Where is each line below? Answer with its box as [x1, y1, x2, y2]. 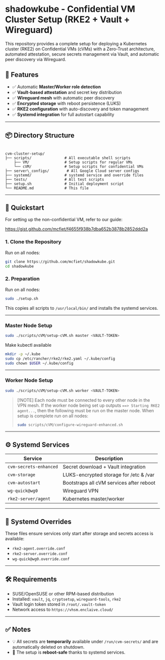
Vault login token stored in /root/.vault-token [12, 601, 106, 607]
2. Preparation [5, 275, 40, 282]
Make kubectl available [5, 342, 52, 348]
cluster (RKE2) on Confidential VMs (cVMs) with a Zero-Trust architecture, [5, 46, 155, 52]
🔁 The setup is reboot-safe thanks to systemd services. [12, 649, 126, 655]
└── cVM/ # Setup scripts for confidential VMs [14, 164, 144, 169]
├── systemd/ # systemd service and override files [5, 172, 144, 178]
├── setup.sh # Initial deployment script [5, 181, 124, 186]
